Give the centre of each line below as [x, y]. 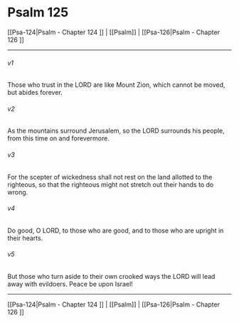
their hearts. [25, 238]
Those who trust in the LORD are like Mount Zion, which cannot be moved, [116, 85]
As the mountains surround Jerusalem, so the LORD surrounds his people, [116, 131]
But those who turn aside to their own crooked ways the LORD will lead [111, 276]
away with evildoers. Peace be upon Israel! [70, 284]
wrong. [18, 192]
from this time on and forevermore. [59, 138]
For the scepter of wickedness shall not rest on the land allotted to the [110, 177]
